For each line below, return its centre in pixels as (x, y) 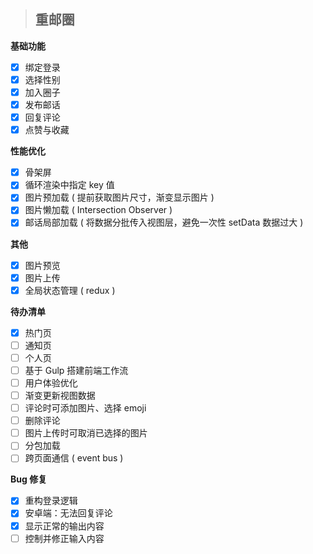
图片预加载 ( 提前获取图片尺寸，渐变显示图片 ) (119, 197)
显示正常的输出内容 (64, 526)
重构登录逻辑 (51, 501)
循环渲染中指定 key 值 (69, 185)
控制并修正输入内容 (64, 538)
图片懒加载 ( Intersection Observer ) (98, 210)
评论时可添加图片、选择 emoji (85, 408)
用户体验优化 (51, 382)
